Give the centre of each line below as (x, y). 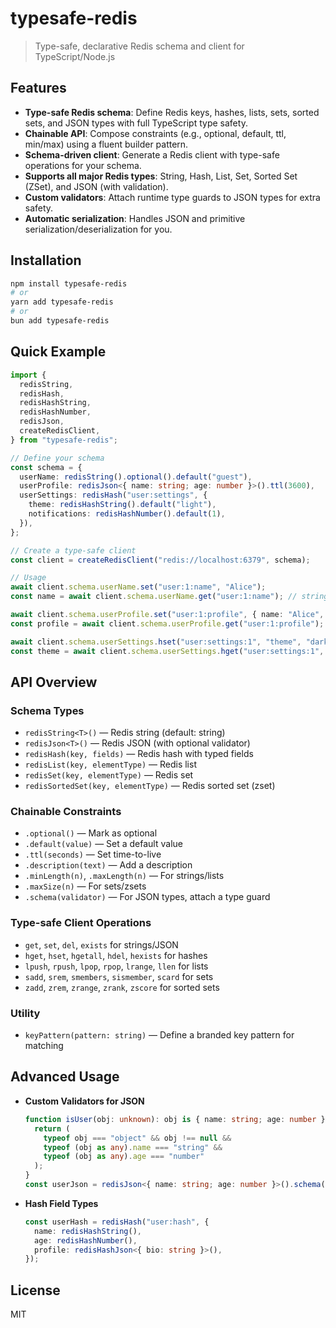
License (35, 1290)
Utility (25, 1013)
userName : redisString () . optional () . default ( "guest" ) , (136, 477)
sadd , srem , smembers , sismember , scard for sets (119, 976)
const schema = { (46, 467)
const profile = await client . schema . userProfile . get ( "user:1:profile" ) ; (167, 623)
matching (44, 1046)
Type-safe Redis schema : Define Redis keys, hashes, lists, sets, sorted (172, 112)
